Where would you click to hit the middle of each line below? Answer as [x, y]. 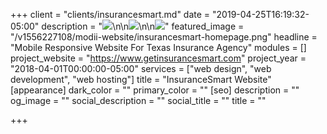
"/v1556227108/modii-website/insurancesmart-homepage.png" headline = [164, 37]
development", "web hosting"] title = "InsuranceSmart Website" [141, 79]
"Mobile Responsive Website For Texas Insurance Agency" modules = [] [158, 47]
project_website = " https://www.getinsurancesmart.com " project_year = [158, 58]
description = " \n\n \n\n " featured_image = [143, 26]
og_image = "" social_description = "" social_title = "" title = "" [138, 100]
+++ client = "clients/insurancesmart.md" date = [110, 14]
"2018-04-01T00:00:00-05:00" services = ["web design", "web [141, 68]
